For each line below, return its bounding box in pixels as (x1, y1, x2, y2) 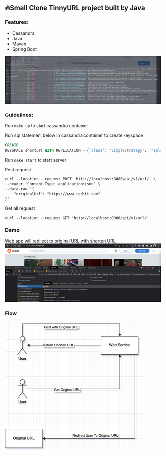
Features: (5, 19, 29, 26)
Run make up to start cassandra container (5, 123, 89, 129)
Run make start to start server (5, 157, 67, 163)
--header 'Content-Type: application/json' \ (5, 181, 100, 186)
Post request (5, 166, 31, 172)
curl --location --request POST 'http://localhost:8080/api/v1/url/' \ (5, 176, 156, 181)
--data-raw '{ (5, 186, 35, 191)
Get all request (5, 205, 35, 211)
